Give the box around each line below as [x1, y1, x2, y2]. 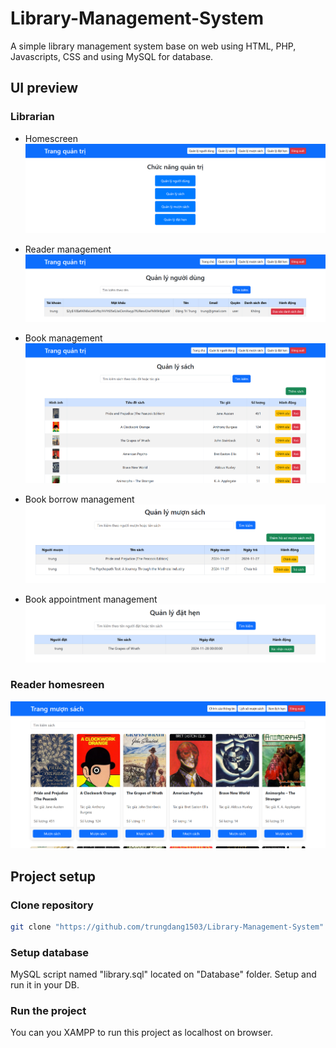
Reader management [24, 243, 112, 256]
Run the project [10, 1004, 87, 1018]
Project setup [10, 868, 97, 885]
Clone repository [10, 898, 94, 912]
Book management [24, 332, 103, 344]
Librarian [10, 110, 55, 124]
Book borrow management [24, 493, 135, 506]
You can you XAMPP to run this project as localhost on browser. [10, 1027, 274, 1039]
